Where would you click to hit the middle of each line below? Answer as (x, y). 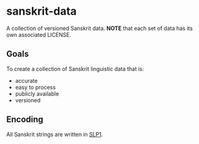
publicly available (37, 94)
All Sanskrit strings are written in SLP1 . (55, 134)
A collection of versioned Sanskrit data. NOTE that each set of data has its (100, 28)
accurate (26, 80)
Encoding (25, 120)
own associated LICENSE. (39, 34)
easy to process (35, 87)
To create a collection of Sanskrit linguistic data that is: (75, 69)
